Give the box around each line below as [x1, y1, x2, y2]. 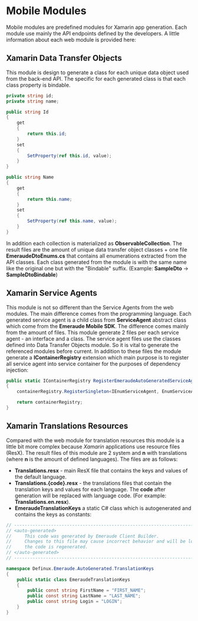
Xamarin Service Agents [6, 288, 97, 298]
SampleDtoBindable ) [6, 271, 58, 278]
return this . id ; [27, 131, 67, 137]
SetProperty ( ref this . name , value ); [27, 218, 117, 224]
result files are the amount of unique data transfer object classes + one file [6, 246, 187, 253]
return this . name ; [27, 196, 72, 202]
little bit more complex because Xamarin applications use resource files [6, 443, 180, 450]
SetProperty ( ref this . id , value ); [27, 153, 112, 158]
